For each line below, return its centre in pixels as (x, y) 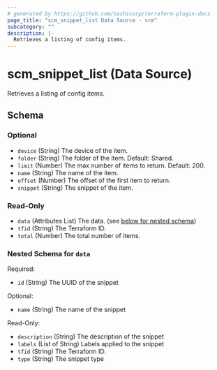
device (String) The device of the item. (73, 150)
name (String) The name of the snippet (72, 310)
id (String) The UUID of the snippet (68, 283)
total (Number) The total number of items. (79, 236)
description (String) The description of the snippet (90, 336)
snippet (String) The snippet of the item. (75, 187)
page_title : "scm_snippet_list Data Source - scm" (82, 20)
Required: (21, 269)
